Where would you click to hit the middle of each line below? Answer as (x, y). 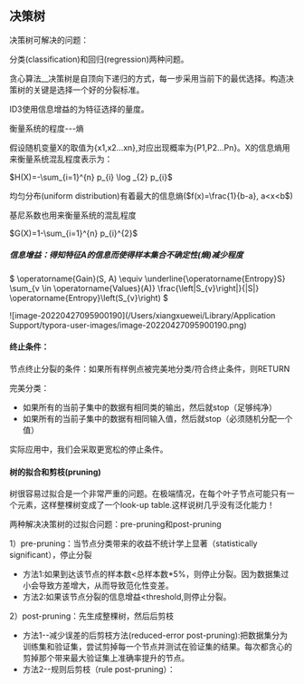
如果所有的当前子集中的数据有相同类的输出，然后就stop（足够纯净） (150, 407)
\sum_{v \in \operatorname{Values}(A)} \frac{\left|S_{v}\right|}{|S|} (134, 288)
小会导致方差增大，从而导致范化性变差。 (98, 586)
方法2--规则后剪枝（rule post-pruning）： (99, 669)
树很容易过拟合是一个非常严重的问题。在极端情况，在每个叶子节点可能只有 (148, 493)
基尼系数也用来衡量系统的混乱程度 (73, 215)
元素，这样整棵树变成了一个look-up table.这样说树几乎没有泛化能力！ (146, 505)
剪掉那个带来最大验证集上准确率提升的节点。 (106, 658)
